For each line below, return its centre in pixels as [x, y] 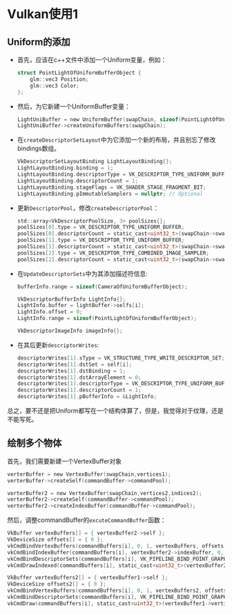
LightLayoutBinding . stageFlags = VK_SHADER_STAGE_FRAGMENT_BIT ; [112, 187]
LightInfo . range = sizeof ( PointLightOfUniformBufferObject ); [107, 319]
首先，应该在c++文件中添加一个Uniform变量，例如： [92, 60]
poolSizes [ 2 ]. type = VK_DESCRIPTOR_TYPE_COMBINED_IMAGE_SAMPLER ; [113, 253]
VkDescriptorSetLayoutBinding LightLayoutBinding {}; [95, 162]
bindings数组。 [39, 149]
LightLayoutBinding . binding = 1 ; [65, 168]
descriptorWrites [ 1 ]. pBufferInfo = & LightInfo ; [87, 397]
